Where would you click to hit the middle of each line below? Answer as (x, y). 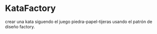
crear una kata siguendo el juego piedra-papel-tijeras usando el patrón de (79, 22)
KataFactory (30, 8)
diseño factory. (20, 26)
